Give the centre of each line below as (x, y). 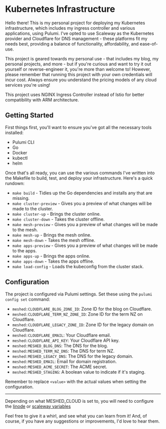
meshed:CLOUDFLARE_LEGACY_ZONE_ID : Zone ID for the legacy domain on (83, 325)
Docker (20, 152)
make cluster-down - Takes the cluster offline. (58, 219)
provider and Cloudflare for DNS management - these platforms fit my (76, 39)
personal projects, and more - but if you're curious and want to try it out (78, 64)
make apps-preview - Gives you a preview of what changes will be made (85, 245)
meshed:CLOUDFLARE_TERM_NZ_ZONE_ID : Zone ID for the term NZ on (77, 314)
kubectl (20, 158)
